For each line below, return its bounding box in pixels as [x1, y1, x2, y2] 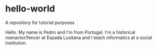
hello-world [5, 3, 56, 14]
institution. [5, 39, 27, 45]
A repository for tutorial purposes [5, 19, 75, 25]
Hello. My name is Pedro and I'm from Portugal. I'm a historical [5, 29, 135, 35]
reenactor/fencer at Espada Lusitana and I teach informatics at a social [5, 34, 152, 40]
